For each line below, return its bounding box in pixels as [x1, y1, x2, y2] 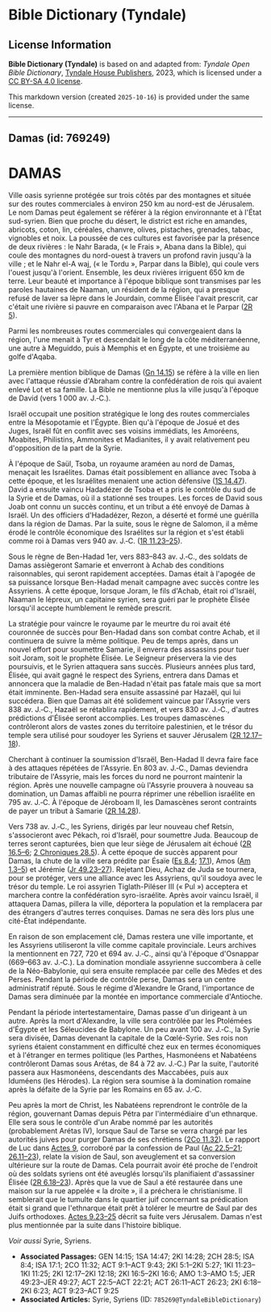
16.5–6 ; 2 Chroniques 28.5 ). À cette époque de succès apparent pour [8, 848, 238, 857]
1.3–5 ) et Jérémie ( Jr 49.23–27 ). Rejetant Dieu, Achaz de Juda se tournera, [8, 865, 256, 874]
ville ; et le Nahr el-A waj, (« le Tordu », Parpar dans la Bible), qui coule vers [8, 259, 260, 269]
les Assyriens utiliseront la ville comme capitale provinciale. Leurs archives [8, 941, 256, 950]
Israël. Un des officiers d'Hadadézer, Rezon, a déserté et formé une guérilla [8, 510, 260, 520]
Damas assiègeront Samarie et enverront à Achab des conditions [8, 560, 224, 570]
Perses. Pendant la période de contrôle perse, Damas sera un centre [8, 975, 236, 984]
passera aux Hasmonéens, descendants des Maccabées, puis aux [8, 1067, 229, 1077]
